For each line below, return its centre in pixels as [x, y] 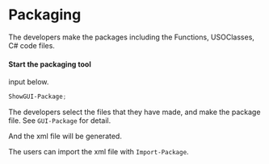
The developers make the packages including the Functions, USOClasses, [131, 37]
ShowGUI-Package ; [38, 97]
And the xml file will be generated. [65, 136]
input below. [29, 82]
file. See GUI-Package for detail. [60, 121]
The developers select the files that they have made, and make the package [134, 112]
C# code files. [32, 45]
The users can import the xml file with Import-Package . [99, 152]
